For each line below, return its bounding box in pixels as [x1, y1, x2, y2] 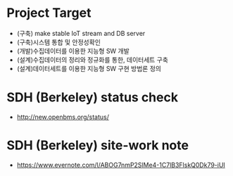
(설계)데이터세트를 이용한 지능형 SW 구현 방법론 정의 [16, 64, 161, 73]
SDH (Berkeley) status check [6, 89, 179, 106]
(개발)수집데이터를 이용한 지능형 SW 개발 [16, 46, 130, 55]
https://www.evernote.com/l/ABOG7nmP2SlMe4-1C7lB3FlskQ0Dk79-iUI [16, 161, 226, 169]
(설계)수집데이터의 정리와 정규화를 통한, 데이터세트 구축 [16, 55, 168, 64]
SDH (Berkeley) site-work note [6, 137, 189, 153]
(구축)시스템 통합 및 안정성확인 [16, 37, 101, 46]
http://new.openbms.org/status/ [16, 113, 110, 121]
